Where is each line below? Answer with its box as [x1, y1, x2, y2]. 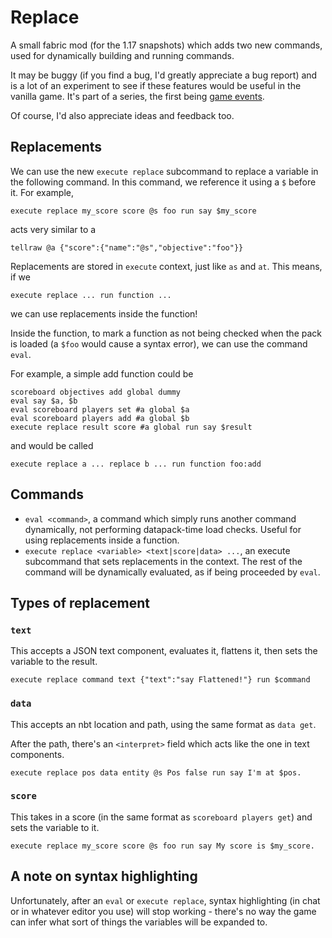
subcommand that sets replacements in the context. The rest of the [24, 555, 303, 567]
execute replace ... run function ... [10, 290, 172, 300]
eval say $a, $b [10, 396, 78, 406]
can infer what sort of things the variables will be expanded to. [10, 916, 268, 928]
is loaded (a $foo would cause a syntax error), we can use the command [10, 337, 308, 350]
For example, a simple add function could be [10, 367, 194, 380]
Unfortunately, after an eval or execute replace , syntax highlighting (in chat [10, 894, 321, 906]
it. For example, [10, 186, 75, 198]
